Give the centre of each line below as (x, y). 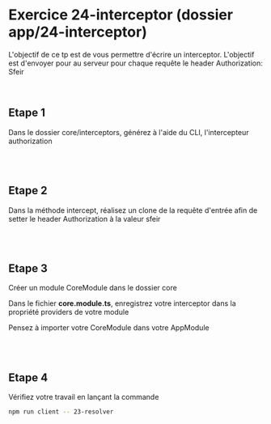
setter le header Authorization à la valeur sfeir (85, 218)
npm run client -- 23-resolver (61, 412)
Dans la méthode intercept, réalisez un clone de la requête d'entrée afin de (133, 210)
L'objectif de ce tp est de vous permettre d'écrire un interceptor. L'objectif (131, 54)
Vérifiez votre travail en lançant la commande (84, 397)
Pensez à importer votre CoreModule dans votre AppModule (109, 328)
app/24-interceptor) (78, 32)
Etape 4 (28, 377)
